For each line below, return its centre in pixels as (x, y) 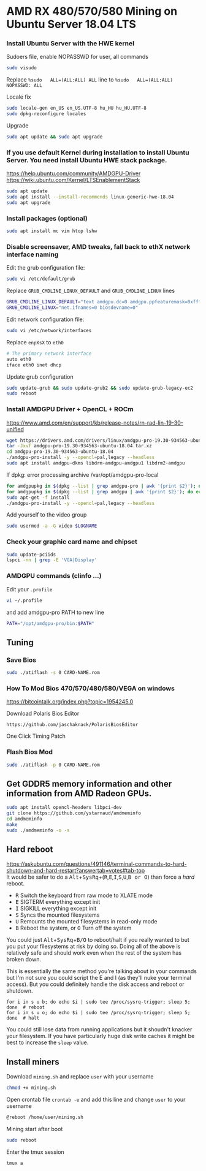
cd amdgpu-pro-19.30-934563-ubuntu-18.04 (60, 452)
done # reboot (26, 1007)
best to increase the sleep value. (48, 1042)
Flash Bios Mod (30, 752)
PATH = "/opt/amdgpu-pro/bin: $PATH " (51, 623)
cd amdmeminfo (25, 819)
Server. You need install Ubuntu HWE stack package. (87, 160)
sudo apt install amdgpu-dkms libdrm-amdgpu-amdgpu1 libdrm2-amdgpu (96, 463)
